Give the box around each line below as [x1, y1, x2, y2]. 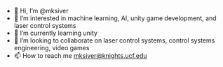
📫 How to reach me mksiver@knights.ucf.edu [13, 52, 147, 59]
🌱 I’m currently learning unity [13, 29, 98, 37]
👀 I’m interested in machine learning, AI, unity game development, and [13, 14, 217, 22]
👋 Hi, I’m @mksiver [13, 7, 69, 15]
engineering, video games [13, 44, 90, 52]
